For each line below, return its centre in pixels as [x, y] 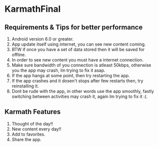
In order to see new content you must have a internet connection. [78, 60]
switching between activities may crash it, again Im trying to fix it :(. [79, 96]
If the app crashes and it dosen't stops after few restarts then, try [78, 81]
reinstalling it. [25, 86]
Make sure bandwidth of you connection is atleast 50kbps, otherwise [81, 65]
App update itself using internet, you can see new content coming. [79, 44]
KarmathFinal [33, 9]
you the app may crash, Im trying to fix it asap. [58, 70]
